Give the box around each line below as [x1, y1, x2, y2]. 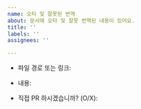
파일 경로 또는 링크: [17, 63, 71, 72]
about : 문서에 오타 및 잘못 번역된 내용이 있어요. [7, 17, 135, 24]
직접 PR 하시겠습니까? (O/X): [17, 94, 98, 103]
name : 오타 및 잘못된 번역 [7, 10, 75, 18]
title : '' [7, 24, 37, 31]
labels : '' [7, 30, 40, 38]
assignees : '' [7, 37, 50, 44]
